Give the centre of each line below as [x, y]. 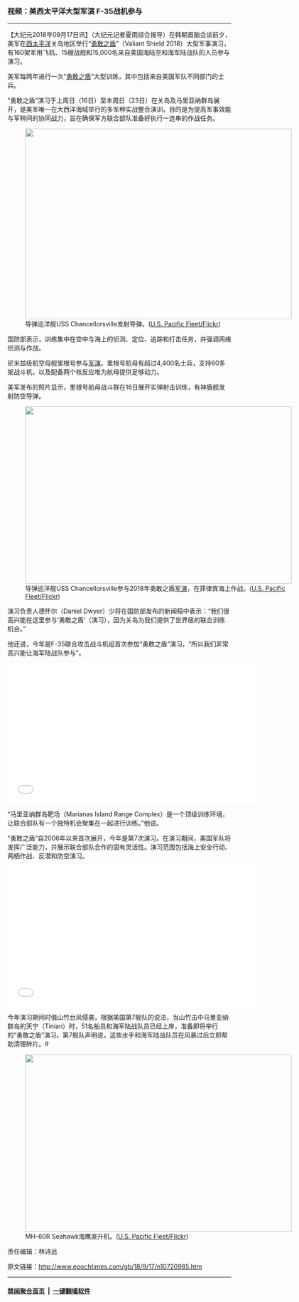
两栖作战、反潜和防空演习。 [48, 856]
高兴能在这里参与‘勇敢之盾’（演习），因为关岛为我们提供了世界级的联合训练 [116, 620]
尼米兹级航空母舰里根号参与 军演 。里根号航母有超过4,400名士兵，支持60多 [116, 363]
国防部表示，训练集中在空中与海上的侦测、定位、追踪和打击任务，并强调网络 [119, 339]
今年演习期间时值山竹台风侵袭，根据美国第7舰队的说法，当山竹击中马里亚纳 [118, 1018]
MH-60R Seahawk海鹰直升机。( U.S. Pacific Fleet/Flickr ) [107, 1237]
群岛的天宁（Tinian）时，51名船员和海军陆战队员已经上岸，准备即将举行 [113, 1026]
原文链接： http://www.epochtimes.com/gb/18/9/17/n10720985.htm [105, 1266]
